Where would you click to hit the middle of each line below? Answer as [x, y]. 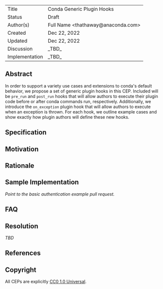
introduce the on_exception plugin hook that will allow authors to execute [78, 107]
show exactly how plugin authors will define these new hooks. [67, 117]
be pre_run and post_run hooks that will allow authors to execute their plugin [81, 96]
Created [17, 33]
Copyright [21, 270]
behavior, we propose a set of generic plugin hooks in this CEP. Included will [82, 91]
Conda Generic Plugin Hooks [81, 9]
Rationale [20, 166]
